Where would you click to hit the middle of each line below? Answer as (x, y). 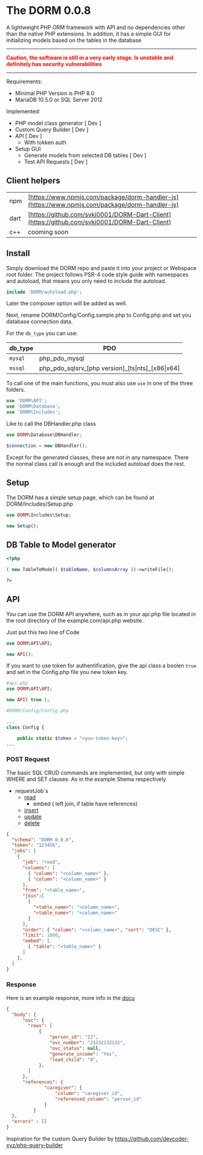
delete (32, 823)
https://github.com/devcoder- (152, 1139)
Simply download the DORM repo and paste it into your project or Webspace (101, 268)
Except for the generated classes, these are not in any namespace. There (98, 457)
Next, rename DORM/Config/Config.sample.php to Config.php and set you (99, 315)
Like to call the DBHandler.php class (51, 424)
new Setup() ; (23, 526)
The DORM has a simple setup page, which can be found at (80, 497)
